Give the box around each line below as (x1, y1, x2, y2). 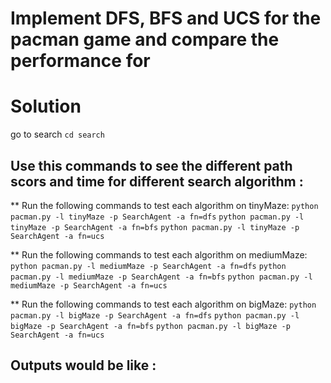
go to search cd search (10, 128, 105, 141)
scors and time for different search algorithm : (10, 173, 304, 190)
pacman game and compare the (10, 28, 280, 51)
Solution (10, 95, 82, 118)
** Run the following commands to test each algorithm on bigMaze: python (10, 298, 317, 310)
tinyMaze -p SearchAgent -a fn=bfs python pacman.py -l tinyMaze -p (10, 222, 300, 232)
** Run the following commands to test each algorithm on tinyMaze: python (10, 199, 319, 211)
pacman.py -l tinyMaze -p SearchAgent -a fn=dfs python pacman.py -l (10, 212, 305, 222)
